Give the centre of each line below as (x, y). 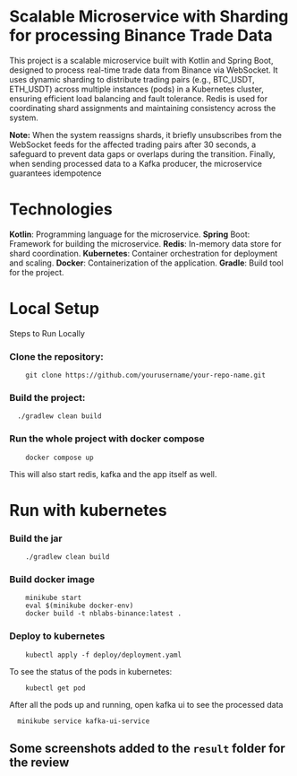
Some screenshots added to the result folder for (148, 749)
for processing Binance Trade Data (141, 35)
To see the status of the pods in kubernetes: (91, 671)
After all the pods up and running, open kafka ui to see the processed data (146, 704)
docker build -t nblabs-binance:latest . (103, 614)
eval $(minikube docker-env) (80, 606)
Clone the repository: (57, 356)
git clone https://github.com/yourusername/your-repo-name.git (146, 375)
